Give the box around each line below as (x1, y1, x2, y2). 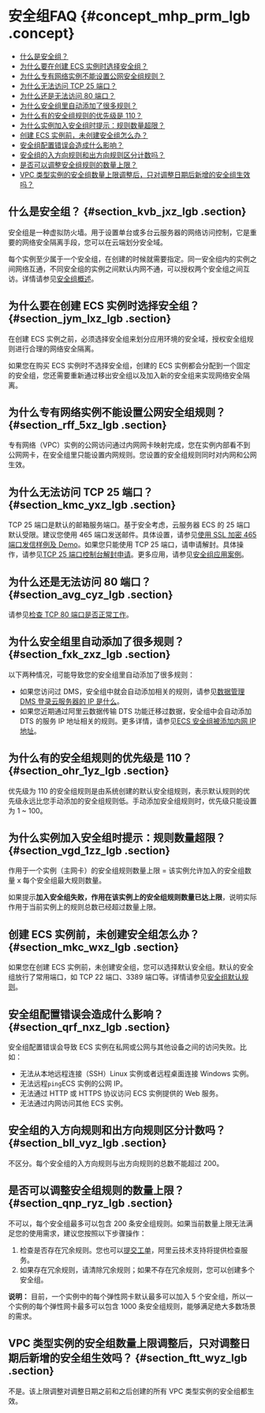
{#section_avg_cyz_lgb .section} (8, 588, 174, 601)
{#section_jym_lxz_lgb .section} (8, 312, 172, 326)
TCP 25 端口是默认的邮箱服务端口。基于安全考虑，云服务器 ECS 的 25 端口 (8, 520, 251, 529)
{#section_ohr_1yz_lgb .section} (8, 764, 170, 778)
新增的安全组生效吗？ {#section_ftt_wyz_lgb (28, 1351, 248, 1365)
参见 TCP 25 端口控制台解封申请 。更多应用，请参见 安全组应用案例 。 (28, 550, 248, 559)
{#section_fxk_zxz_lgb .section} (8, 648, 171, 661)
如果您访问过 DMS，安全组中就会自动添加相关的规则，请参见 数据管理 (19, 686, 245, 696)
